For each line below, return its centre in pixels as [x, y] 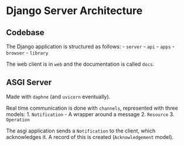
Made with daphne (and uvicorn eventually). [58, 96]
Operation [18, 120]
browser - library [27, 53]
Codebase [25, 33]
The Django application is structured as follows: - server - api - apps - [90, 46]
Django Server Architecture [74, 11]
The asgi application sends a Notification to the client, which [81, 131]
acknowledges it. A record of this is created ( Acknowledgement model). [90, 137]
